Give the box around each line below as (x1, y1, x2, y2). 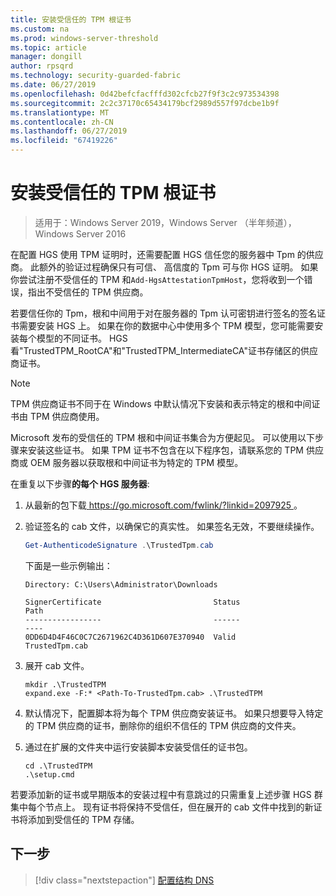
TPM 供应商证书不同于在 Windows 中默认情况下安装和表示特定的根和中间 (10, 397, 312, 410)
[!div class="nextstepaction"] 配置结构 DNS (34, 874, 215, 886)
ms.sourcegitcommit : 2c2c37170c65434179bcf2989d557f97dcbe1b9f (10, 98, 280, 108)
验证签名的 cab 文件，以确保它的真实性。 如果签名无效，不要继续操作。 (24, 520, 320, 532)
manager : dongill (10, 52, 83, 62)
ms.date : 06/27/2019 (10, 80, 97, 90)
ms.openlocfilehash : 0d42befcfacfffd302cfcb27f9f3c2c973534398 (10, 89, 280, 99)
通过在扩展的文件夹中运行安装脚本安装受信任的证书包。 (24, 741, 253, 753)
